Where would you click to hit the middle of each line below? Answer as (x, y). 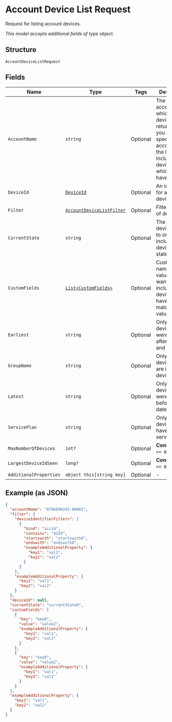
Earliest (18, 335)
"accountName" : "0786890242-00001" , (49, 509)
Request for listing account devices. (43, 24)
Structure (21, 50)
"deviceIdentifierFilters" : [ (47, 519)
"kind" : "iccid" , (42, 528)
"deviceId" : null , (30, 600)
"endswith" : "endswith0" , (51, 543)
